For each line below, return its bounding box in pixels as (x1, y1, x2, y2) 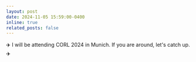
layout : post (6, 8, 38, 15)
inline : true (6, 19, 38, 25)
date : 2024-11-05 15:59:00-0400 (6, 14, 85, 20)
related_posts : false (6, 25, 59, 31)
